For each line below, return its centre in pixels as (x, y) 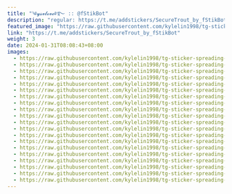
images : (18, 52)
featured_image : (30, 26)
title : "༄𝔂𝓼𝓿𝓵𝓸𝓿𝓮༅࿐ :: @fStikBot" (58, 13)
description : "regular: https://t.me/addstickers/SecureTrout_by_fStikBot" (118, 20)
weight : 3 (21, 39)
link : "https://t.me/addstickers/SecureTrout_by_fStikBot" (94, 33)
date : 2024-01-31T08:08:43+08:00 (55, 45)
